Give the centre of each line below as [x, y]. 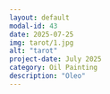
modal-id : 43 [34, 26]
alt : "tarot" [34, 51]
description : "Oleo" [48, 76]
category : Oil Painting [54, 68]
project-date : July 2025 [55, 59]
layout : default [39, 17]
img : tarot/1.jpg [42, 43]
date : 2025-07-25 [42, 34]
